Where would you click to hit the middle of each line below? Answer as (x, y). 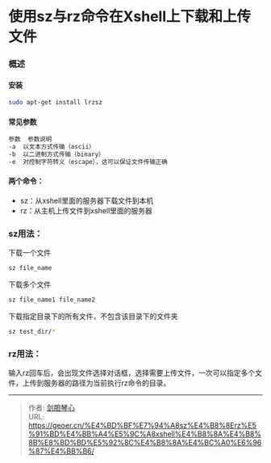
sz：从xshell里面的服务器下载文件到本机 (87, 201)
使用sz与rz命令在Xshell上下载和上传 (130, 17)
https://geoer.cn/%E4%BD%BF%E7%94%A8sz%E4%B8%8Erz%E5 (142, 426)
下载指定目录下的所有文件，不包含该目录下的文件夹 (93, 317)
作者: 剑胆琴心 (51, 408)
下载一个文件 (29, 253)
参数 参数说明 (30, 139)
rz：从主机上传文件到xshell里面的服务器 (86, 211)
